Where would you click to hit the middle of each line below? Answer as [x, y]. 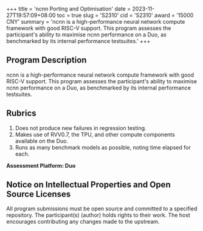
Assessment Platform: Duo [41, 165]
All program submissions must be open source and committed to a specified [102, 209]
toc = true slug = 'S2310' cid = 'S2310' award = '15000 [125, 15]
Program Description [46, 60]
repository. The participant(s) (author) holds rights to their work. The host [98, 215]
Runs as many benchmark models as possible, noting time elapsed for [103, 147]
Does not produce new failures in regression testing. [81, 128]
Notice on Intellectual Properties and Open [89, 185]
